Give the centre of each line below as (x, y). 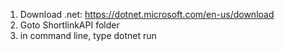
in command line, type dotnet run (88, 35)
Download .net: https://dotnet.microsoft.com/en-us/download (147, 14)
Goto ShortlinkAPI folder (69, 25)
